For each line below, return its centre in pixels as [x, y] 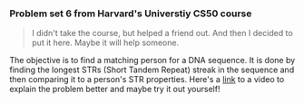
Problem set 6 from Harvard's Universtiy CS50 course [131, 14]
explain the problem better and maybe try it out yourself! [115, 89]
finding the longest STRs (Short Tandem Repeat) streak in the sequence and [152, 70]
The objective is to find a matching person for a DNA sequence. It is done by [152, 61]
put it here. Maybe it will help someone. [105, 42]
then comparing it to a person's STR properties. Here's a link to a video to [147, 80]
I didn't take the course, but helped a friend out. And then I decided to [162, 33]
